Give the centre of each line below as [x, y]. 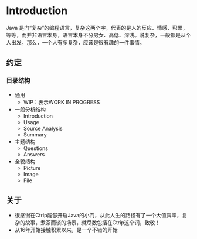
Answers [34, 154]
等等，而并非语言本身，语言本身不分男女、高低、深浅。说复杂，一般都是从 [96, 35]
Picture [32, 168]
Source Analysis [43, 128]
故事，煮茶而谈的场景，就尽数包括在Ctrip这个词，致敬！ [92, 223]
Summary [35, 134]
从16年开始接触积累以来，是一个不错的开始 [66, 230]
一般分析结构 [30, 109]
